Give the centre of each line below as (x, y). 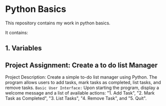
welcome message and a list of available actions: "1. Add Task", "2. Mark (80, 93)
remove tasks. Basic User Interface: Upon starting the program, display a (82, 88)
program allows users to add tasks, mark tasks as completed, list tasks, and (83, 83)
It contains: (17, 32)
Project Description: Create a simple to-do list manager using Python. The (81, 77)
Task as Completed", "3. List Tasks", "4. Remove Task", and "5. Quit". (76, 99)
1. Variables (23, 48)
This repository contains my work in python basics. (58, 23)
